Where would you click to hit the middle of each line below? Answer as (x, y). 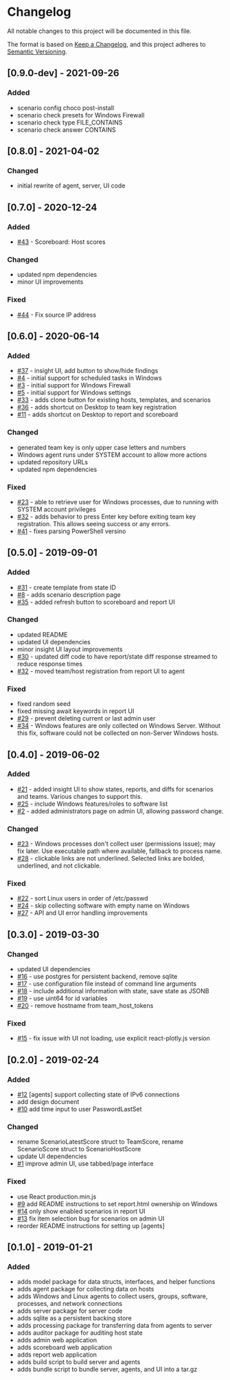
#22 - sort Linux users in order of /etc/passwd (83, 898)
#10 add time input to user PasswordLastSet (79, 1109)
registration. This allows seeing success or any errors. (93, 523)
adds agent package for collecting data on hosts (85, 1289)
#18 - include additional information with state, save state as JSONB (113, 991)
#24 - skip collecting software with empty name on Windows (103, 906)
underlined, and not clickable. (59, 866)
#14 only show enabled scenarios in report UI (81, 1211)
